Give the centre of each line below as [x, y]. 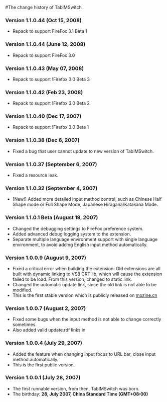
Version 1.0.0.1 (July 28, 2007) [43, 378]
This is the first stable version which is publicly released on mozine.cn [85, 295]
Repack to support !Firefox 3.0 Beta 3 [51, 79]
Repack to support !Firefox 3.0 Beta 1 [51, 127]
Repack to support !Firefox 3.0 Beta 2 [51, 103]
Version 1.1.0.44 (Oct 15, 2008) [43, 20]
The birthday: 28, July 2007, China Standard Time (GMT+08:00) [80, 394]
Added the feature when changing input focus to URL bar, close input [84, 354]
